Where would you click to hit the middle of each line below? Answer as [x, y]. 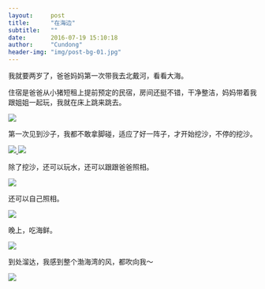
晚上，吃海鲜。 [32, 230]
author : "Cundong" [45, 45]
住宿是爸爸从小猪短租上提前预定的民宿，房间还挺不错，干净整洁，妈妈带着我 [132, 92]
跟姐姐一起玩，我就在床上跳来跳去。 [67, 102]
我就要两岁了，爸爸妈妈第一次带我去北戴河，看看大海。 [98, 75]
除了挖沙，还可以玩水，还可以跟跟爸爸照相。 [81, 167]
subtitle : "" [33, 30]
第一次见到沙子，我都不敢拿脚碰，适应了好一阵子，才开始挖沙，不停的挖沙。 [132, 134]
